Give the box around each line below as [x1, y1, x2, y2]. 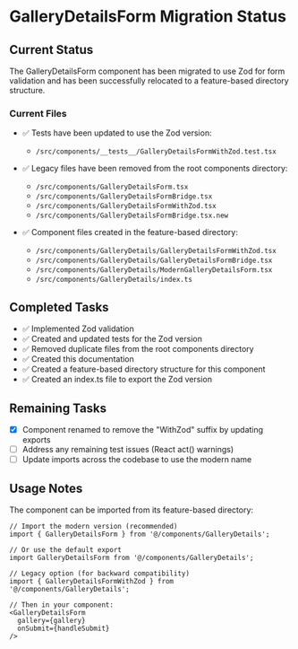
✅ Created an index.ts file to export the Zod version [21, 374, 213, 385]
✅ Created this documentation [21, 354, 134, 364]
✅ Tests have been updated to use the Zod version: [21, 127, 212, 138]
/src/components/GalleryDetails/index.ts [35, 276, 192, 285]
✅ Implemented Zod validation [21, 323, 134, 334]
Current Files [9, 107, 67, 119]
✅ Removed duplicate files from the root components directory [21, 344, 254, 355]
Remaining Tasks [9, 400, 107, 416]
